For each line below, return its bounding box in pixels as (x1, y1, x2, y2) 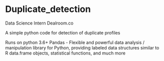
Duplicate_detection (5, 3, 91, 15)
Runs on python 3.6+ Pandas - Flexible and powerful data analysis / (5, 39, 145, 45)
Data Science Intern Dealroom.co (5, 20, 73, 26)
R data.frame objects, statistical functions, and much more (5, 50, 126, 56)
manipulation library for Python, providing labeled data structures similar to (5, 44, 159, 50)
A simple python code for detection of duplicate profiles (5, 29, 120, 35)
